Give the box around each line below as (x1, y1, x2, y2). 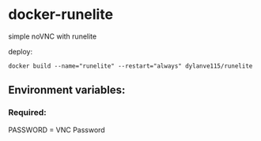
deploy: (8, 46, 33, 56)
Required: (8, 107, 47, 118)
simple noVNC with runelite (8, 32, 97, 41)
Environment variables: (8, 83, 126, 97)
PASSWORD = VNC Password (8, 124, 105, 135)
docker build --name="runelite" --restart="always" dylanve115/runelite (8, 61, 253, 70)
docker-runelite (8, 6, 113, 24)
